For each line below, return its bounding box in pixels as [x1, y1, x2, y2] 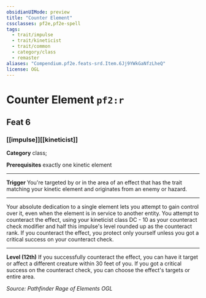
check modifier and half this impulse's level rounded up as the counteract [6, 222, 193, 230]
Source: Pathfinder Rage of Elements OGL [6, 285, 113, 292]
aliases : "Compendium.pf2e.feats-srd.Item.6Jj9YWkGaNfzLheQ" [6, 60, 166, 66]
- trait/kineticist [12, 37, 62, 44]
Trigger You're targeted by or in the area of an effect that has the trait [6, 179, 183, 186]
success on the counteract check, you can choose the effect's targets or [6, 267, 190, 274]
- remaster [12, 55, 40, 61]
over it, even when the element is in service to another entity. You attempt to [6, 210, 199, 217]
